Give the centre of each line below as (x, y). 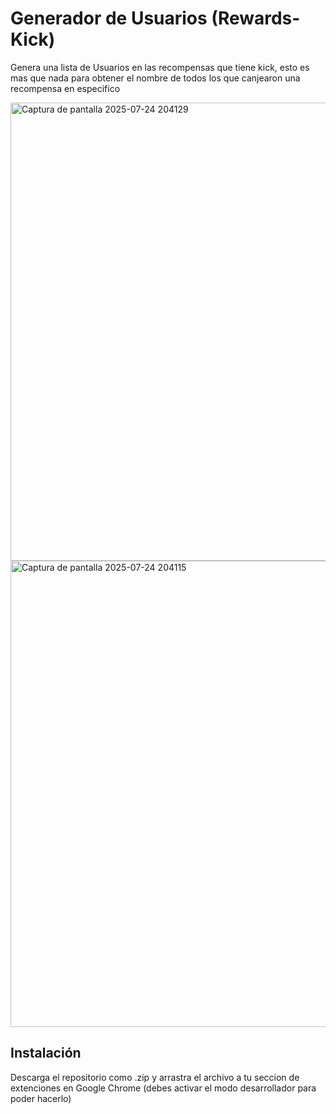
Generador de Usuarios (109, 18)
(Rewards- (256, 18)
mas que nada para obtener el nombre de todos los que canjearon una (155, 78)
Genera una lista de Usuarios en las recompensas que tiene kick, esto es (160, 67)
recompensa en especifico (65, 88)
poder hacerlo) (41, 1098)
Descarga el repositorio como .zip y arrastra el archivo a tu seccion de (155, 1077)
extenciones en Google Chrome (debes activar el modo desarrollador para (163, 1088)
